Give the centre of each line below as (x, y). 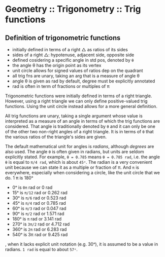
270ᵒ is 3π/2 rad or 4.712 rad (41, 224)
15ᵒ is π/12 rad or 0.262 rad (40, 193)
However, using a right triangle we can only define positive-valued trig (76, 101)
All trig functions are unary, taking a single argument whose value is (74, 116)
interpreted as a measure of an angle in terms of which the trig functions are (82, 121)
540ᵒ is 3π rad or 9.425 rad (40, 235)
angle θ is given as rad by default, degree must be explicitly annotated (83, 81)
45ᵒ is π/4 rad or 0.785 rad (39, 203)
